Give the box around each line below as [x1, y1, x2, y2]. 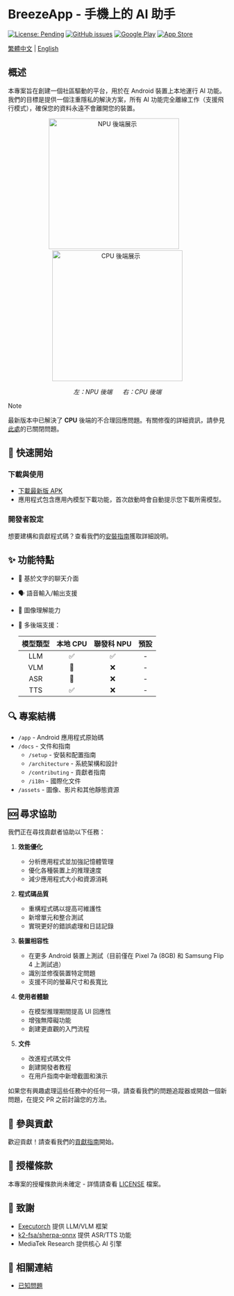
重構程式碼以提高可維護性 [28, 904, 102, 913]
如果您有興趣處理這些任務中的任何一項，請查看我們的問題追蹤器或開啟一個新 [8, 1087, 227, 1095]
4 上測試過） [28, 960, 65, 969]
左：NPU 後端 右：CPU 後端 [73, 388, 162, 396]
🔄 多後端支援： [17, 620, 61, 629]
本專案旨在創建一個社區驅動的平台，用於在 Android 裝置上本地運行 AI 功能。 [8, 86, 226, 95]
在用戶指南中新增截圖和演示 [28, 1072, 108, 1081]
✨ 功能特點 [8, 554, 55, 566]
